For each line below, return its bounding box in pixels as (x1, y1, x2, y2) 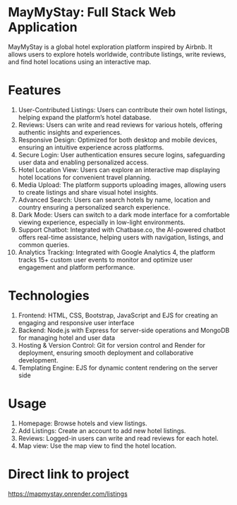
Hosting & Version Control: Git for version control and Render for (18, 341, 206, 349)
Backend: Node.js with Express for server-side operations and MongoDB (18, 326, 230, 334)
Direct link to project (8, 466, 130, 482)
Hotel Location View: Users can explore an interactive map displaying (18, 165, 221, 174)
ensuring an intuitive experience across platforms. (18, 142, 164, 152)
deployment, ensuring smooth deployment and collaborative (18, 348, 194, 357)
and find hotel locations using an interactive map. (8, 57, 152, 66)
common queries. (18, 241, 70, 249)
